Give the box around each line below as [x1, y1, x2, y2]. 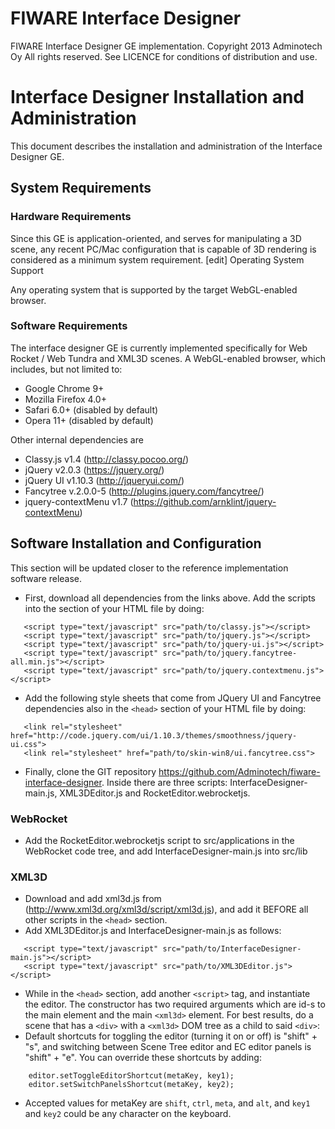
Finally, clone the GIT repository [24, 765, 157, 777]
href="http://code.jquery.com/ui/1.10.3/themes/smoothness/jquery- [10, 730, 298, 741]
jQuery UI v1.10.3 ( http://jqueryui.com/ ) [24, 474, 185, 486]
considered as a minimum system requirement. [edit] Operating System [10, 253, 305, 266]
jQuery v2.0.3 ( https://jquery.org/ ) [24, 463, 165, 476]
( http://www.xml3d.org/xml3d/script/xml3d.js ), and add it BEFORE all [24, 903, 309, 916]
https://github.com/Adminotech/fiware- [158, 765, 321, 777]
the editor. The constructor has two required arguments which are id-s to [24, 998, 326, 1011]
